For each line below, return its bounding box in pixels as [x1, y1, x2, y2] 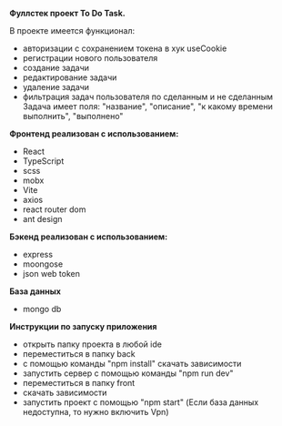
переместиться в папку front [22, 378, 136, 388]
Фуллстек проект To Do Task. [9, 8, 126, 18]
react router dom [22, 204, 86, 215]
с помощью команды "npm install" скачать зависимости [22, 359, 242, 369]
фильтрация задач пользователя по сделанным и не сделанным [22, 91, 274, 102]
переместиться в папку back [22, 349, 136, 359]
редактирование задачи [22, 72, 117, 83]
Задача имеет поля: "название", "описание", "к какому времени [22, 101, 273, 112]
